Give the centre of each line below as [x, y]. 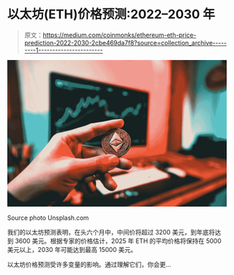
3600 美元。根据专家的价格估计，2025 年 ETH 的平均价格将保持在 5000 [118, 241]
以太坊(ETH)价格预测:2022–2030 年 [111, 14]
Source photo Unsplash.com [48, 218]
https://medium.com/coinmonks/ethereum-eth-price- [119, 35]
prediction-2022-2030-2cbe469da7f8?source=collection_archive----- [125, 43]
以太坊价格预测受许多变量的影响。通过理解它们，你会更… [89, 264]
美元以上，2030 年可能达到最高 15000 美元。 [72, 249]
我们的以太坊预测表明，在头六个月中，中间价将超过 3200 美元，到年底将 [111, 232]
